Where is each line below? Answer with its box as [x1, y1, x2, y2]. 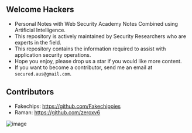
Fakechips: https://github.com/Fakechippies [14, 103, 121, 110]
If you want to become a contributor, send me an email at [14, 64, 153, 71]
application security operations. [14, 51, 91, 58]
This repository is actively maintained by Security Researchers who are [14, 32, 186, 40]
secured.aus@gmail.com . [14, 70, 72, 77]
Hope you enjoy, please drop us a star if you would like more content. [14, 57, 182, 64]
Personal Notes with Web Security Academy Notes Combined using [14, 20, 179, 27]
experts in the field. [14, 39, 61, 46]
